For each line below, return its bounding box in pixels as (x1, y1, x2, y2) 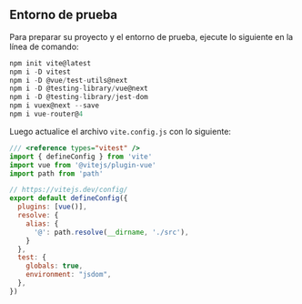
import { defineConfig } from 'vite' (9, 152, 153, 161)
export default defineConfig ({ (9, 194, 128, 203)
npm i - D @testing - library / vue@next (9, 84, 148, 94)
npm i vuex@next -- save (9, 101, 100, 110)
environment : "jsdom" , (25, 270, 112, 279)
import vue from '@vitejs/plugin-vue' (9, 160, 156, 169)
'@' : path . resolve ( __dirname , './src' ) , (33, 228, 189, 237)
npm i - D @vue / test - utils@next (9, 76, 128, 85)
